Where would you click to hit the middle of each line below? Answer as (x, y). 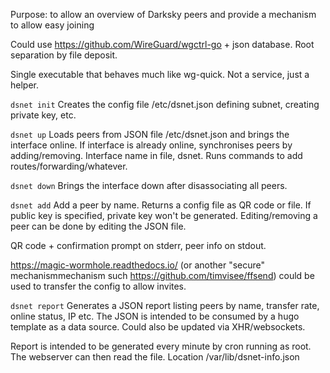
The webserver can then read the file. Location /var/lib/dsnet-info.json (155, 357)
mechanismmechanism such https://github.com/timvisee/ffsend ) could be (162, 275)
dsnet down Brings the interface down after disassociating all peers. (149, 185)
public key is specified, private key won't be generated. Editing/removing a (164, 215)
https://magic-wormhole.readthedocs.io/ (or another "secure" (138, 265)
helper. (24, 85)
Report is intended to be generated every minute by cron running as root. (161, 346)
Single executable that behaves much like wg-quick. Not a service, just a (160, 74)
